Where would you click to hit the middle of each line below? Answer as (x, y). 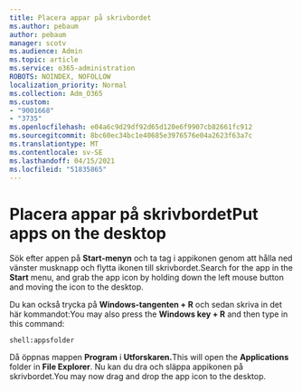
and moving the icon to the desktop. (77, 287)
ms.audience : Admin (46, 52)
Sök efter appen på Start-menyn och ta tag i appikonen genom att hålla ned (151, 258)
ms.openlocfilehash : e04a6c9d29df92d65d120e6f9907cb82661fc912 (131, 128)
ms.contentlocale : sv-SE (56, 152)
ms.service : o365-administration (72, 69)
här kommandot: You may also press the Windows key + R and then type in (149, 314)
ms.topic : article (44, 60)
